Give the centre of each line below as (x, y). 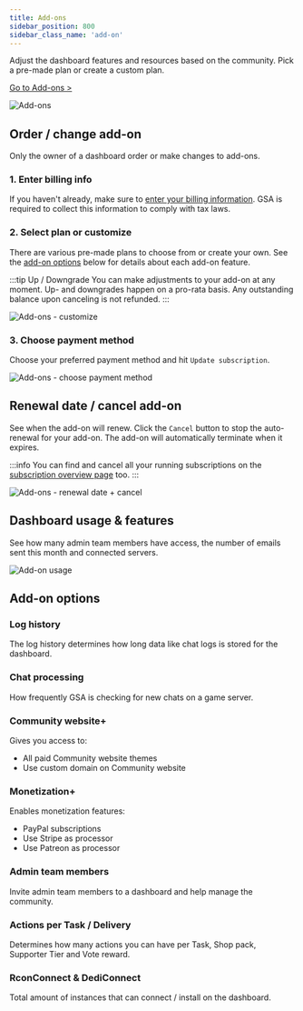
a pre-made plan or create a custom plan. (87, 70)
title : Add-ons (38, 18)
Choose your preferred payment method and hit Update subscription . (140, 360)
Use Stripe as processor (68, 838)
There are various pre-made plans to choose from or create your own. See (149, 252)
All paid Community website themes (90, 758)
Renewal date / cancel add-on (96, 406)
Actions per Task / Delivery (70, 925)
